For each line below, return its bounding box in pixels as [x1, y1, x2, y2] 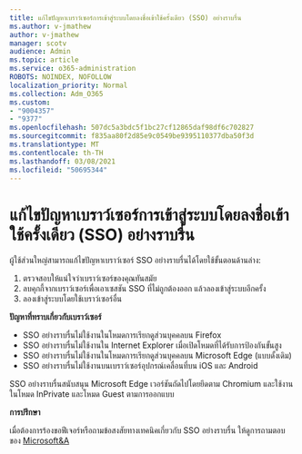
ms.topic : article [9, 55, 79, 64]
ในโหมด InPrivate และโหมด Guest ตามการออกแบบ [9, 389, 175, 400]
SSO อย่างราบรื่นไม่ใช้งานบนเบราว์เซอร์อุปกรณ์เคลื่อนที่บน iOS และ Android [22, 360, 258, 371]
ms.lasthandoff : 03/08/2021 [9, 156, 116, 166]
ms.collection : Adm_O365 [9, 89, 104, 98]
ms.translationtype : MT [9, 140, 100, 149]
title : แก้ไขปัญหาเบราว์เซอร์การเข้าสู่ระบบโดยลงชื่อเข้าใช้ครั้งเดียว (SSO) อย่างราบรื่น [9, 13, 242, 23]
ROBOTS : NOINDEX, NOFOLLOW [9, 73, 112, 82]
